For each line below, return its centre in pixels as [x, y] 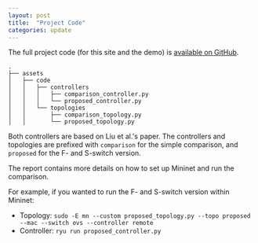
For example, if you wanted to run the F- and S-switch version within [119, 192]
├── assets [26, 74]
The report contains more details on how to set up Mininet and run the [122, 168]
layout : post [29, 15]
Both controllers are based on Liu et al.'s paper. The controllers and [117, 136]
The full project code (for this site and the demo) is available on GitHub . [124, 53]
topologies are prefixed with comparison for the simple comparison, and [123, 145]
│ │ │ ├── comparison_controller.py [78, 94]
